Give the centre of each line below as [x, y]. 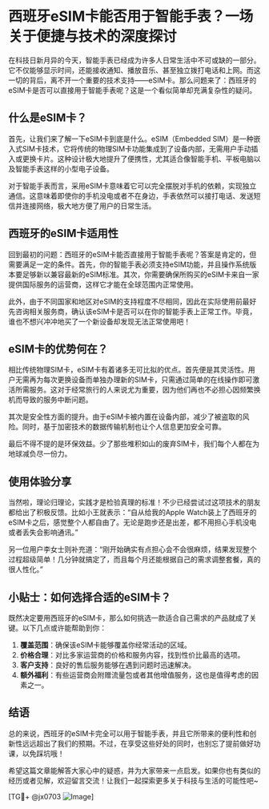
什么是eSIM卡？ [48, 118]
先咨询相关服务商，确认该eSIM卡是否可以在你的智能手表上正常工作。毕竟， [132, 311]
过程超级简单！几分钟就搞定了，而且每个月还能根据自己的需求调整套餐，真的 [134, 559]
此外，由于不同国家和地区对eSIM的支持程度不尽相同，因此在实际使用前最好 [132, 301]
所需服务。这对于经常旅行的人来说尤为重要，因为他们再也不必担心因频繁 [134, 390]
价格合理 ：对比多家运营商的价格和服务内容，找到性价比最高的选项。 [132, 655]
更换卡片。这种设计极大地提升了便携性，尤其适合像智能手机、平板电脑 [138, 159]
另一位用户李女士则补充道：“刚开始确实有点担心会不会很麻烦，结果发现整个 [133, 549]
